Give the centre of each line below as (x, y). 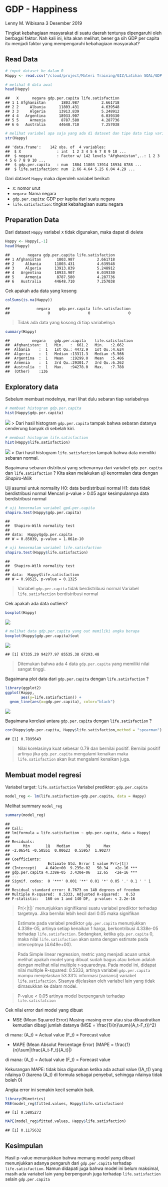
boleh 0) (14, 1080)
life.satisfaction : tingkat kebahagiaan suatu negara (68, 204)
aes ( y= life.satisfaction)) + (51, 697)
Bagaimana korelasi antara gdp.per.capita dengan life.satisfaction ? (78, 721)
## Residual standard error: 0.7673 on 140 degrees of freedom (72, 890)
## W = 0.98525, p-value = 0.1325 (41, 579)
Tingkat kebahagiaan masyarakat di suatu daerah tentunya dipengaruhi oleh (83, 33)
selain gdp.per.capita (27, 1179)
